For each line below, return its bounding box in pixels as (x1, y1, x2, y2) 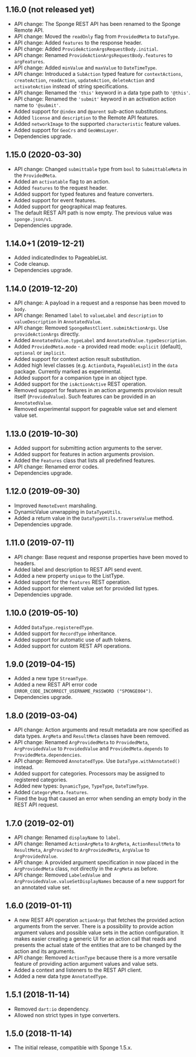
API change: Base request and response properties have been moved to (13, 553, 188, 560)
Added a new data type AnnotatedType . (13, 972, 108, 979)
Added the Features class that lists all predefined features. (13, 457, 156, 464)
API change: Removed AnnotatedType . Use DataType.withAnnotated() (13, 758, 180, 765)
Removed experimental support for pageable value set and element (13, 406, 177, 413)
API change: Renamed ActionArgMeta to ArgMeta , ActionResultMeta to (13, 840, 181, 847)
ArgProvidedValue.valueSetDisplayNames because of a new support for (13, 877, 185, 884)
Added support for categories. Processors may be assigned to (13, 770, 165, 777)
